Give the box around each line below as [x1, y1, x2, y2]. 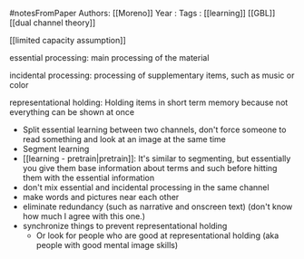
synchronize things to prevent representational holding [22, 221, 228, 231]
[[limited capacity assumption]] [9, 35, 126, 45]
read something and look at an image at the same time [22, 134, 227, 144]
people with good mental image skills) [35, 240, 179, 250]
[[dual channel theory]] [9, 17, 96, 28]
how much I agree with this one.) [22, 211, 145, 221]
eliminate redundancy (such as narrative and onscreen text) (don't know [22, 201, 293, 212]
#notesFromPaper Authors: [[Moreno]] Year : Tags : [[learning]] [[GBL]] [9, 8, 276, 18]
